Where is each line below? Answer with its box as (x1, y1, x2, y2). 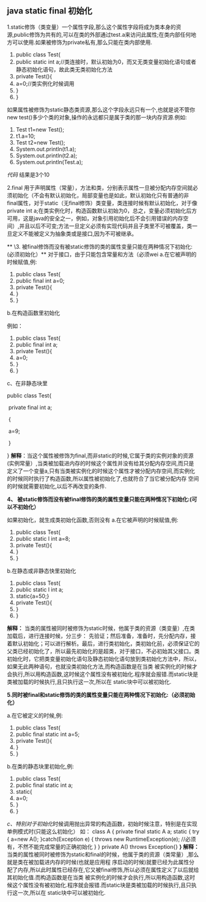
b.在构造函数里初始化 (7, 309, 61, 317)
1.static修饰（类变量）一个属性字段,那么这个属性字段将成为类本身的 (7, 23, 176, 31)
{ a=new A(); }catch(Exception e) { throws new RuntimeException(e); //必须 (7, 835, 196, 843)
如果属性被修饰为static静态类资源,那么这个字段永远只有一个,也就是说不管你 (7, 106, 195, 113)
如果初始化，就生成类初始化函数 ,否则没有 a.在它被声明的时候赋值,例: (7, 516, 178, 524)
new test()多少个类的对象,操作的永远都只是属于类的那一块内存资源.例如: (7, 113, 187, 121)
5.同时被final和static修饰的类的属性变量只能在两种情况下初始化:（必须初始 (7, 691, 196, 698)
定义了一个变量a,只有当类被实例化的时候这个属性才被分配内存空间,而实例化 (7, 467, 195, 475)
